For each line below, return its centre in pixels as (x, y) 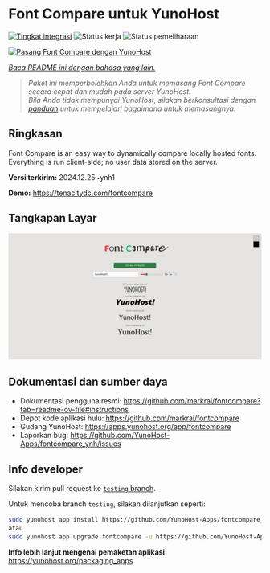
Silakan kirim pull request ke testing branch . (82, 489)
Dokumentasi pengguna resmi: (71, 401)
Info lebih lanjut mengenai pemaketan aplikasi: (88, 552)
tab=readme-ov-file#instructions (74, 410)
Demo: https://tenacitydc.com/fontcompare (81, 193)
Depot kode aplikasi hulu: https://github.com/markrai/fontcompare (129, 418)
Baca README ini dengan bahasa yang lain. (82, 67)
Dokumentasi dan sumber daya (88, 381)
